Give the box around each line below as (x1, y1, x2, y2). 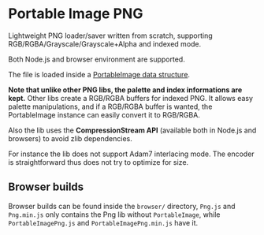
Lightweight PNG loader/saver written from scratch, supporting (8, 31, 213, 40)
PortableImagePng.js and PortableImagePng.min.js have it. (8, 218, 199, 227)
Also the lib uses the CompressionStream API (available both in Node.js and (8, 125, 257, 135)
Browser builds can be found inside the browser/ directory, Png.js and (8, 201, 236, 211)
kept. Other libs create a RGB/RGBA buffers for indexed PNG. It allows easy (8, 93, 254, 103)
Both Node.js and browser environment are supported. (8, 54, 185, 64)
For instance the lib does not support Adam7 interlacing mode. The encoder (8, 149, 255, 159)
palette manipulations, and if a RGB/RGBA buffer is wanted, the (8, 102, 213, 111)
